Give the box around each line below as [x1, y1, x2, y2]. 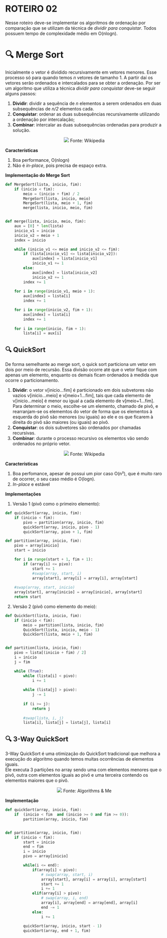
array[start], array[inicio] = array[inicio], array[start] [14, 590, 142, 595]
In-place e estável [12, 481, 50, 487]
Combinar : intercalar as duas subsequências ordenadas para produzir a [12, 121, 162, 128]
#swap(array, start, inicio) [14, 585, 75, 590]
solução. [12, 127, 31, 133]
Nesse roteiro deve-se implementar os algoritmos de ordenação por [5, 20, 146, 26]
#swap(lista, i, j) [23, 715, 64, 721]
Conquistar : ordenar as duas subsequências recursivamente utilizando [12, 111, 160, 117]
